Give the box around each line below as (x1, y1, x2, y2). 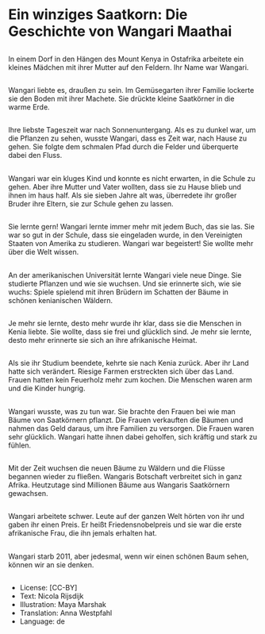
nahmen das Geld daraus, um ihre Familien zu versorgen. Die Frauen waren (8, 423, 255, 433)
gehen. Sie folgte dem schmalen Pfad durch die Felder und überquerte (8, 142, 239, 152)
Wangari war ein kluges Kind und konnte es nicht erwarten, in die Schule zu (8, 173, 255, 183)
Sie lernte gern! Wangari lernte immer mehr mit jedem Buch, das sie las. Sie (8, 222, 255, 232)
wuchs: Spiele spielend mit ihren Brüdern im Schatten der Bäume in (8, 287, 229, 297)
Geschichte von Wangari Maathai (8, 22, 232, 40)
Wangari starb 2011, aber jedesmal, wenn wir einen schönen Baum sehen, (8, 551, 249, 561)
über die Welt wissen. (8, 248, 79, 257)
